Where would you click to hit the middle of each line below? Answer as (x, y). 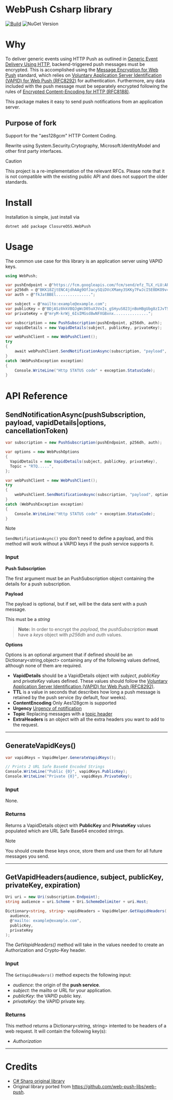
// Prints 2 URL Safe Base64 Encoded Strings (55, 767)
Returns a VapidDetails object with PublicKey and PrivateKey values (78, 825)
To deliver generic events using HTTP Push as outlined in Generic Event (82, 59)
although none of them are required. (44, 665)
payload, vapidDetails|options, (56, 423)
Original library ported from (42, 1086)
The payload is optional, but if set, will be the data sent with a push (76, 604)
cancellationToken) (37, 431)
